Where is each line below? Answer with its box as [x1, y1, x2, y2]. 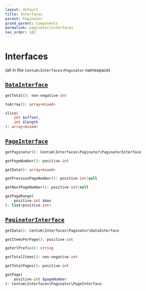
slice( [5, 111, 19, 115]
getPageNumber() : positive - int [5, 158, 69, 163]
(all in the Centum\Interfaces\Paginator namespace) [5, 67, 111, 73]
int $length [14, 120, 38, 125]
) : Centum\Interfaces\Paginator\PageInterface [5, 281, 102, 286]
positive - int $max [14, 199, 51, 203]
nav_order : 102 [5, 30, 36, 35]
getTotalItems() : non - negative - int [5, 255, 78, 260]
